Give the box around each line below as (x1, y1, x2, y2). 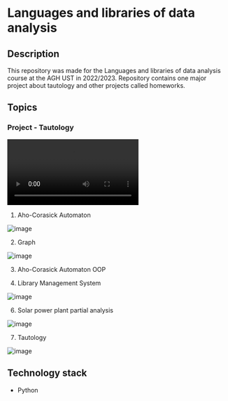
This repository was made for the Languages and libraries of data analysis (7, 67, 222, 74)
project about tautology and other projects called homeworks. (7, 81, 185, 89)
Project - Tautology (7, 123, 75, 133)
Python (17, 386, 38, 394)
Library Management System (17, 279, 101, 287)
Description (7, 48, 59, 60)
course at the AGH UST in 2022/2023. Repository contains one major (7, 74, 207, 82)
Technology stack (7, 367, 87, 379)
